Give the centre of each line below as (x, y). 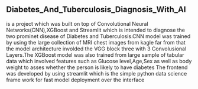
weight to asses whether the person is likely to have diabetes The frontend (97, 67)
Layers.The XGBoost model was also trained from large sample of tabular (95, 54)
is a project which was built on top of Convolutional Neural (77, 23)
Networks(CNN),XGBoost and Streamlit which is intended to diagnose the (95, 30)
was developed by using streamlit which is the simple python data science (97, 73)
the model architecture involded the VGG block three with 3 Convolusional (96, 49)
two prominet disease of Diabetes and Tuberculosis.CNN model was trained (98, 36)
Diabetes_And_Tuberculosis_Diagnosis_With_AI (96, 10)
